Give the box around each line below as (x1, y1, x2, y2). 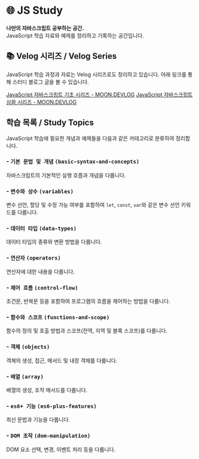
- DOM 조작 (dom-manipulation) (6, 432, 91, 440)
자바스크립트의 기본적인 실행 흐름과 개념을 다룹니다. (6, 172, 126, 179)
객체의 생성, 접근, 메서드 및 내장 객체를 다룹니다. (6, 357, 118, 364)
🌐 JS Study (6, 4, 63, 17)
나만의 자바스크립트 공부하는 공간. (6, 25, 84, 32)
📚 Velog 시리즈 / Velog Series (6, 51, 117, 62)
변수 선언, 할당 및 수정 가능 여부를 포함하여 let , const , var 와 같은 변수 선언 (6, 201, 180, 209)
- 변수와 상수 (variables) (6, 186, 74, 195)
